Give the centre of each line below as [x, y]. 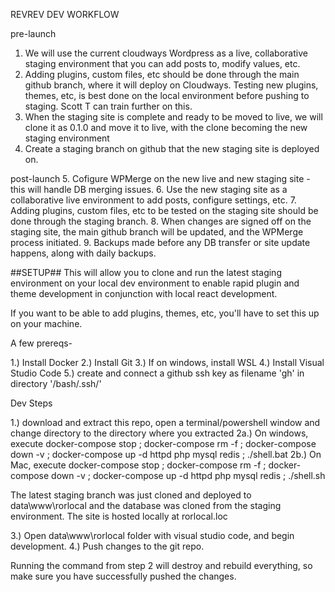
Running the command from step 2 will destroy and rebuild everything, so [161, 565]
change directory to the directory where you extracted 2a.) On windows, [159, 433]
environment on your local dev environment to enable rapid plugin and [155, 283]
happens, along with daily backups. [83, 253]
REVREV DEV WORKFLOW [65, 14]
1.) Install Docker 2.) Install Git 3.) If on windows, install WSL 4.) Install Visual [167, 362]
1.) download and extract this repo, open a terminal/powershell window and [165, 422]
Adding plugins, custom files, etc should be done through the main [162, 74]
